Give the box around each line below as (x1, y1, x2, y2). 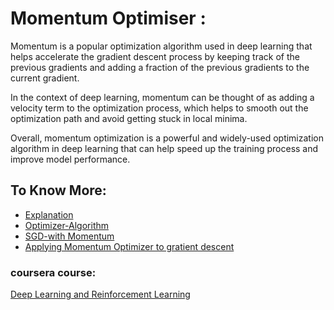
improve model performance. (10, 153, 131, 165)
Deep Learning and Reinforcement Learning (10, 288, 191, 301)
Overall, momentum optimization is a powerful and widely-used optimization (10, 132, 324, 144)
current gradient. (10, 72, 80, 84)
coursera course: (10, 265, 97, 279)
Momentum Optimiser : (10, 7, 207, 30)
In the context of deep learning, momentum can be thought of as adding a (10, 91, 315, 103)
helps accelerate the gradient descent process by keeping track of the (10, 50, 300, 62)
